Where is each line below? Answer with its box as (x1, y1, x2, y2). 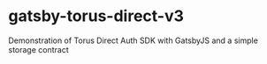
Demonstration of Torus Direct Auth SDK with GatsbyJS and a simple (8, 35, 258, 46)
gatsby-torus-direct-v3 (8, 6, 185, 26)
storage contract (8, 44, 69, 54)
